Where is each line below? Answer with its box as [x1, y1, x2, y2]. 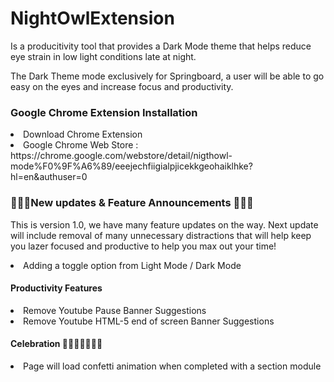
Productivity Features [10, 282, 103, 294]
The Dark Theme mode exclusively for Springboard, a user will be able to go [10, 70, 325, 82]
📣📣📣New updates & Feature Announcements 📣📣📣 [10, 196, 254, 210]
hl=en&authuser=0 [10, 171, 88, 183]
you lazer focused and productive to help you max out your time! [10, 240, 277, 252]
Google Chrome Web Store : [23, 139, 139, 151]
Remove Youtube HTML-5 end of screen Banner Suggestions [23, 315, 275, 327]
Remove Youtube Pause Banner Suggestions [23, 304, 207, 316]
